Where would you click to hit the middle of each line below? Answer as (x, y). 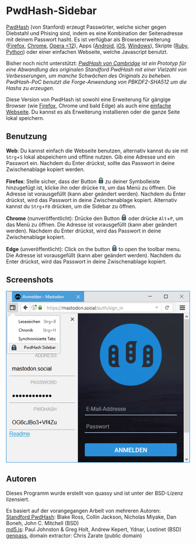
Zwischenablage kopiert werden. (45, 169)
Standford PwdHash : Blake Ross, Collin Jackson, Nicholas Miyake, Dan (91, 517)
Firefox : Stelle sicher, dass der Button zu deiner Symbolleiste (83, 181)
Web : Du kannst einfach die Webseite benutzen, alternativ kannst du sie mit (97, 150)
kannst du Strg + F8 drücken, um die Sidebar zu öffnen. (71, 206)
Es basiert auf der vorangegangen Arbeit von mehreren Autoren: (83, 510)
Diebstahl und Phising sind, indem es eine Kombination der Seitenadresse (94, 33)
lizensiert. (18, 499)
